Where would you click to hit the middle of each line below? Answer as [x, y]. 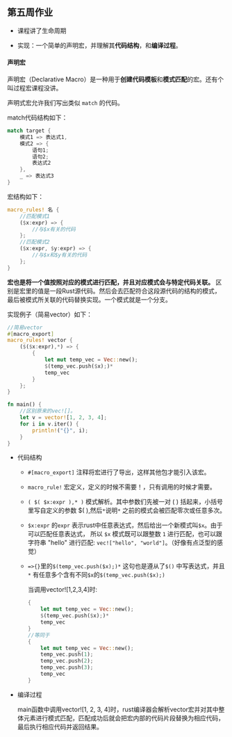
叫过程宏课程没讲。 [35, 88]
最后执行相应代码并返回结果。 [60, 727]
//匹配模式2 [35, 242]
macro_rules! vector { [40, 340]
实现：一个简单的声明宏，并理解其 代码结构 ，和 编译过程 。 [99, 45]
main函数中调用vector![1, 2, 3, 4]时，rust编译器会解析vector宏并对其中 [118, 709]
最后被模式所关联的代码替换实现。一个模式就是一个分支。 [89, 299]
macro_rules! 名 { [33, 210]
